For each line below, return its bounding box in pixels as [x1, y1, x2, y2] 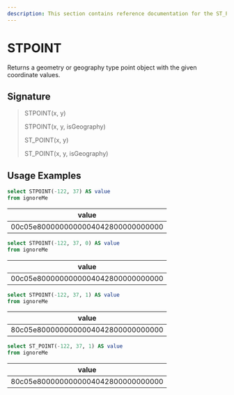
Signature [7, 90, 51, 102]
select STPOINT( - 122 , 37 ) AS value [7, 188, 111, 195]
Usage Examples [7, 170, 81, 182]
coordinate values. [7, 70, 61, 79]
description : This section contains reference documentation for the [7, 10, 214, 17]
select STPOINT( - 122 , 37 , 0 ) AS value [7, 239, 120, 247]
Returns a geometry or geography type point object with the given [7, 63, 197, 72]
